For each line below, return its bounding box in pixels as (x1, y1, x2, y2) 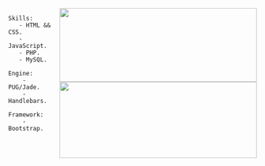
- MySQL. (18, 56, 47, 64)
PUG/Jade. (8, 83, 41, 91)
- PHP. (18, 49, 41, 57)
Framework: (8, 111, 44, 119)
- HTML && (18, 21, 51, 29)
